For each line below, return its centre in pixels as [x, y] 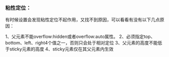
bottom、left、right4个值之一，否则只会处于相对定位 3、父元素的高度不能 [81, 43]
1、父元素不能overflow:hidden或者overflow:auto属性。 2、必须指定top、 [80, 36]
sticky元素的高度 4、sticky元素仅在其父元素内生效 [61, 49]
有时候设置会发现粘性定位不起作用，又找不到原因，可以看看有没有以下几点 [82, 20]
